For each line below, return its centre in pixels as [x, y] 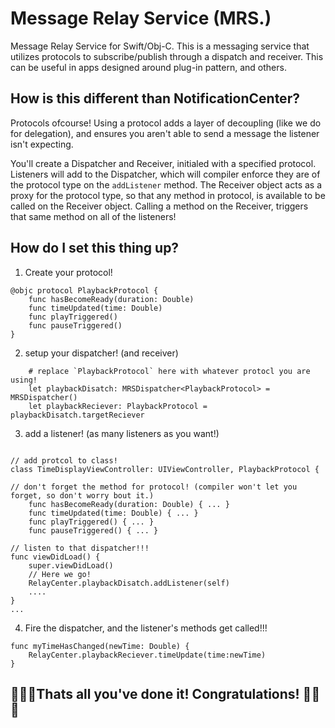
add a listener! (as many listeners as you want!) [122, 433]
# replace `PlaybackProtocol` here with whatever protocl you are [169, 371]
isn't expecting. [42, 144]
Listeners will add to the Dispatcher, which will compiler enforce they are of [165, 174]
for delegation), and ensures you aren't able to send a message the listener [165, 133]
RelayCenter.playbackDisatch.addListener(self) [129, 583]
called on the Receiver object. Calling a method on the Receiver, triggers [159, 206]
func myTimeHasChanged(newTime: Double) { [100, 646]
